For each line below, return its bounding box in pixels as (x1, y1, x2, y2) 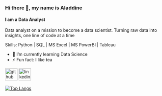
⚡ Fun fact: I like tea (12, 57, 53, 63)
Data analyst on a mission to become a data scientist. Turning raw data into (5, 27, 157, 33)
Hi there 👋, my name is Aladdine (5, 4, 82, 11)
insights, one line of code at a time (5, 33, 75, 38)
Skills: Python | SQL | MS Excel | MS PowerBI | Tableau (5, 42, 116, 48)
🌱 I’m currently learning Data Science (12, 51, 88, 58)
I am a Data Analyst (5, 17, 46, 22)
